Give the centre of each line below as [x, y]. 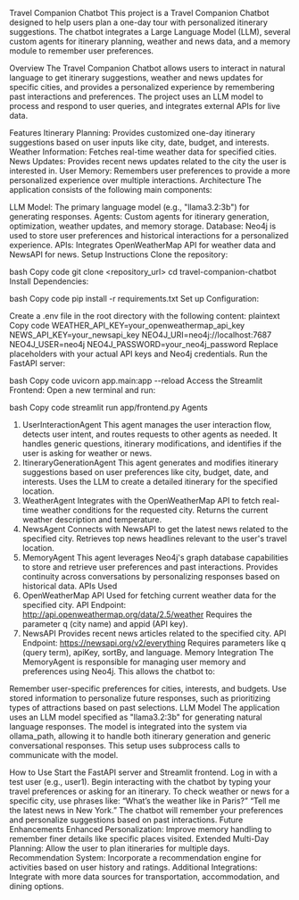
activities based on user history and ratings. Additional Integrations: [133, 867]
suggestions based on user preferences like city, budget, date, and [145, 472]
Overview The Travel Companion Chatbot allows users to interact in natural [147, 68]
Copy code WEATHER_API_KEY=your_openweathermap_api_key [127, 325]
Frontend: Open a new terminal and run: [83, 390]
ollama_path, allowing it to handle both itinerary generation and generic [140, 736]
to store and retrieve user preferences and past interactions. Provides [150, 567]
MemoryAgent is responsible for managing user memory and [134, 662]
